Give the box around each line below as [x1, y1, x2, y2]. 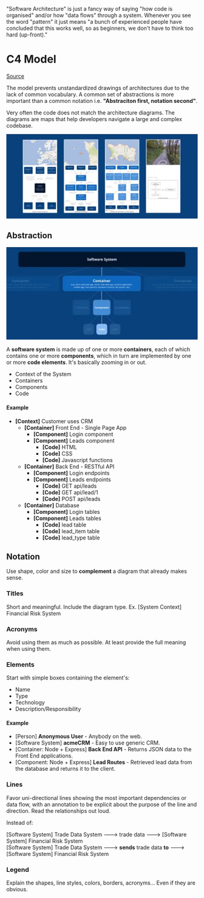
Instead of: [6, 819, 33, 826]
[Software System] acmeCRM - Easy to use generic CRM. [15, 739, 160, 746]
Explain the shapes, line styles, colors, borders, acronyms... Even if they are [6, 879, 195, 886]
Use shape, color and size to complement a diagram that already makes [6, 567, 187, 575]
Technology [15, 699, 46, 706]
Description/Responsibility [15, 706, 81, 713]
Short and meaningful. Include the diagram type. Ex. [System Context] [6, 603, 182, 611]
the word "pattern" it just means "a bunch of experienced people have [6, 18, 182, 25]
